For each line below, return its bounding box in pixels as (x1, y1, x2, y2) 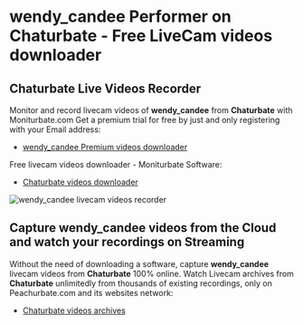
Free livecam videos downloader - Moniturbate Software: (9, 159, 223, 169)
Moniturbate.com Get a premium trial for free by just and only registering (9, 115, 280, 125)
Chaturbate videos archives (22, 305, 127, 316)
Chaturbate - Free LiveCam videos (9, 25, 273, 46)
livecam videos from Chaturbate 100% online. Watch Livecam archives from (9, 268, 294, 279)
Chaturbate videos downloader (22, 176, 138, 187)
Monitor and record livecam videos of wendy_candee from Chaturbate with (9, 105, 293, 115)
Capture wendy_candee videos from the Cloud (9, 220, 277, 236)
